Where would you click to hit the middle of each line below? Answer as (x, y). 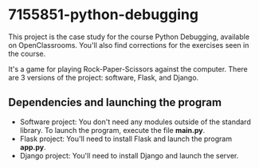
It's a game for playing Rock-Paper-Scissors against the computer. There (128, 68)
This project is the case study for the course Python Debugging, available (129, 37)
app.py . (33, 147)
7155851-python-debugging (104, 15)
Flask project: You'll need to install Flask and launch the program (126, 139)
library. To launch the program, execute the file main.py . (112, 130)
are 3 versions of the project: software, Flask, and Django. (104, 77)
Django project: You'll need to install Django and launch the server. (129, 155)
